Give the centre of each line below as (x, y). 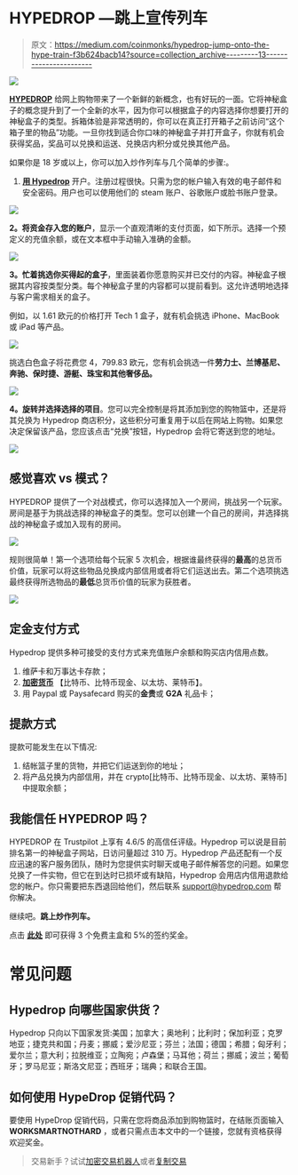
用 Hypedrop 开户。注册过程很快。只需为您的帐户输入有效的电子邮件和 (152, 181)
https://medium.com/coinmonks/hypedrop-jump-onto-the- (162, 44)
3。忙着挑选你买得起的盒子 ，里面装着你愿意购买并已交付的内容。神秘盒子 (144, 274)
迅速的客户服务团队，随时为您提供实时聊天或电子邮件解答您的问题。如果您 (153, 864)
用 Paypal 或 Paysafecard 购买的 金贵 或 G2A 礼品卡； (118, 693)
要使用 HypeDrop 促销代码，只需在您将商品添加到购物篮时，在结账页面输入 (147, 1120)
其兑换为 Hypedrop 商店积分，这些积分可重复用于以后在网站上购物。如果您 (146, 420)
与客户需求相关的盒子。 (52, 296)
